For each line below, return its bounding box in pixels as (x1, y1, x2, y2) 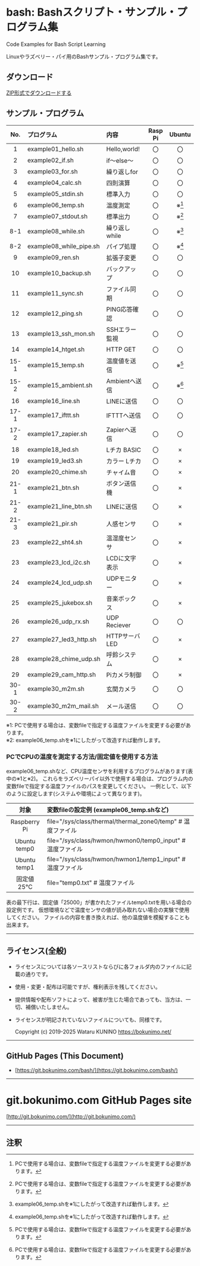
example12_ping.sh (27, 309, 83, 318)
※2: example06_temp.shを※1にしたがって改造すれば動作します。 (6, 736, 164, 743)
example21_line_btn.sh (27, 502, 92, 510)
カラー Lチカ (106, 457, 142, 465)
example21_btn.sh (27, 483, 79, 492)
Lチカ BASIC (106, 446, 142, 454)
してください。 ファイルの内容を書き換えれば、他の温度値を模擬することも (6, 913, 190, 921)
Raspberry (10, 817, 40, 826)
